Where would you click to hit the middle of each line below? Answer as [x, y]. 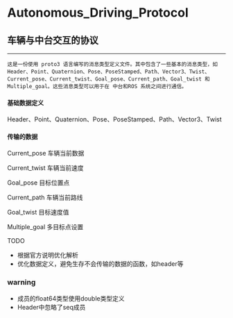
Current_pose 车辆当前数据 [46, 153]
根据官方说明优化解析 [48, 256]
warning [21, 283]
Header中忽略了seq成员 [51, 307]
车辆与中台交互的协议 [53, 40]
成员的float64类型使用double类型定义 [71, 298]
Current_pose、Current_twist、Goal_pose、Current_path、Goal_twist [105, 79]
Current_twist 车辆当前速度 [45, 168]
